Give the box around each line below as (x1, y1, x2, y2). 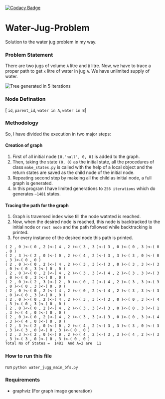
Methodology (5, 119, 39, 126)
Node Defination (5, 96, 46, 103)
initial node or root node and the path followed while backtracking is (12, 224, 153, 230)
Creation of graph (5, 142, 43, 148)
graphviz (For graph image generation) (12, 387, 92, 393)
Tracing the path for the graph (5, 202, 69, 208)
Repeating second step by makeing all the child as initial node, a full (12, 175, 152, 181)
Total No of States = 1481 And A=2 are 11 (5, 341, 101, 346)
